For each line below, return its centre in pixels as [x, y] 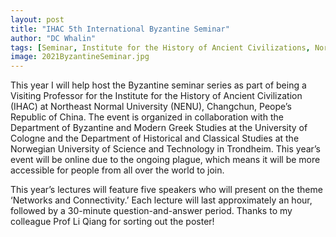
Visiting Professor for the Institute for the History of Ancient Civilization [156, 96]
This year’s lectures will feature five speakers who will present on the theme [166, 190]
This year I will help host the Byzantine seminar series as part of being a [158, 85]
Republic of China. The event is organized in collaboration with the [147, 117]
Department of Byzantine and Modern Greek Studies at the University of [159, 128]
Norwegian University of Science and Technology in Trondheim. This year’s [166, 149]
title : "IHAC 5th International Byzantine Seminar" [120, 29]
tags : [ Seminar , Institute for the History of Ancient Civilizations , [160, 47]
